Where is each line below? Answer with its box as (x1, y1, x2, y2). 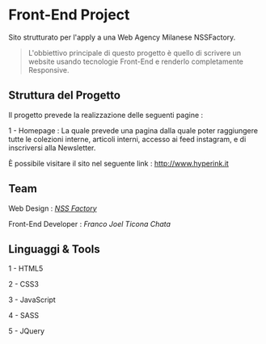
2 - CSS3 (8, 279, 39, 289)
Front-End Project (8, 6, 130, 24)
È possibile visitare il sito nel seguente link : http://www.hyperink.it (8, 158, 229, 168)
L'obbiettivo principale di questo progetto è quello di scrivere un (27, 48, 242, 57)
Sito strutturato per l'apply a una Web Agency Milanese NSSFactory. (8, 32, 236, 42)
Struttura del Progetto (8, 89, 121, 103)
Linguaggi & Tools (8, 242, 101, 256)
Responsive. (27, 65, 70, 74)
